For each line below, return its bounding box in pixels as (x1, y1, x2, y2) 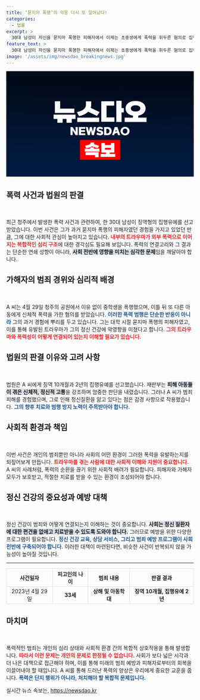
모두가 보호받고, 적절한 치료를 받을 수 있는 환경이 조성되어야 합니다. (6, 473, 162, 480)
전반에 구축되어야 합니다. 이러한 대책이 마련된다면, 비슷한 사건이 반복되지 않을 (6, 543, 186, 550)
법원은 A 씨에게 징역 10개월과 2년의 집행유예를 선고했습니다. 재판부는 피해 (6, 380, 177, 388)
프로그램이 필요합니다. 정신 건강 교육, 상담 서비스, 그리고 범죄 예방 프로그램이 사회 (6, 535, 193, 543)
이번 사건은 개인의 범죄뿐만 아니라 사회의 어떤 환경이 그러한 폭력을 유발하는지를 (6, 451, 189, 458)
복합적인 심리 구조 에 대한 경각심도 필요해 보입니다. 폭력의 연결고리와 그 (17, 241, 180, 248)
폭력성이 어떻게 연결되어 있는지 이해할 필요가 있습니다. (17, 333, 142, 340)
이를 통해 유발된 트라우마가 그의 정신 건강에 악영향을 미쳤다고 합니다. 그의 (6, 326, 176, 333)
